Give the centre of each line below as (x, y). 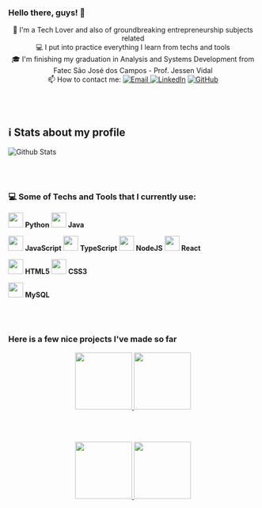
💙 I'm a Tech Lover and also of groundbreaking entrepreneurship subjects (133, 30)
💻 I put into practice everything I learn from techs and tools (133, 48)
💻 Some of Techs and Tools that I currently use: (102, 197)
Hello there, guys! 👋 (47, 13)
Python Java (55, 225)
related (133, 38)
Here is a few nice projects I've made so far (93, 339)
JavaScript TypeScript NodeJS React (113, 248)
